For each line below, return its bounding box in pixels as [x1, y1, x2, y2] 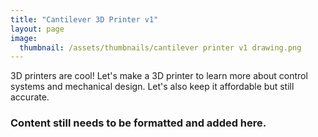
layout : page [10, 24, 65, 34]
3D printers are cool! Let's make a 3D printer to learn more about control [10, 70, 308, 82]
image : [10, 33, 38, 43]
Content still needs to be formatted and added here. [10, 116, 267, 130]
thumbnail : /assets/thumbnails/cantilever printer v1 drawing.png [19, 42, 302, 53]
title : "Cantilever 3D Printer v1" [10, 14, 159, 25]
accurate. [10, 91, 50, 103]
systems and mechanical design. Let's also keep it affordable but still [10, 81, 295, 93]
